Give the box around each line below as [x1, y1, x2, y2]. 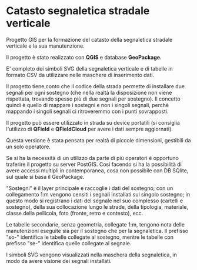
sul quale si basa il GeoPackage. [6, 173, 85, 180]
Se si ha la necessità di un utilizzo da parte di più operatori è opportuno [6, 154, 179, 161]
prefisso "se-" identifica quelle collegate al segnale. [6, 239, 132, 246]
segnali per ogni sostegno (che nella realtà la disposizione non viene [6, 89, 172, 96]
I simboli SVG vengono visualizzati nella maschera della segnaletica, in [6, 251, 178, 258]
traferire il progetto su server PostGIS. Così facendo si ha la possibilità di [6, 161, 182, 168]
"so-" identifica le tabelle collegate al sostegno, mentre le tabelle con [6, 234, 173, 241]
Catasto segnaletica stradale [6, 4, 150, 18]
